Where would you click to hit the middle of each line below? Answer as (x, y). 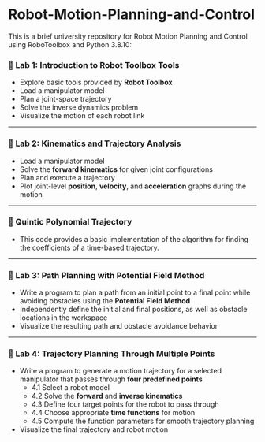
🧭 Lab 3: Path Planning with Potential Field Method (106, 275)
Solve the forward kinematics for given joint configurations (116, 169)
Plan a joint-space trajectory (65, 99)
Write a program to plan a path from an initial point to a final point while (135, 292)
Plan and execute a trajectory (67, 177)
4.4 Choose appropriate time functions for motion (113, 413)
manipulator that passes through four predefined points (111, 379)
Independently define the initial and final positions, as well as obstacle (133, 310)
